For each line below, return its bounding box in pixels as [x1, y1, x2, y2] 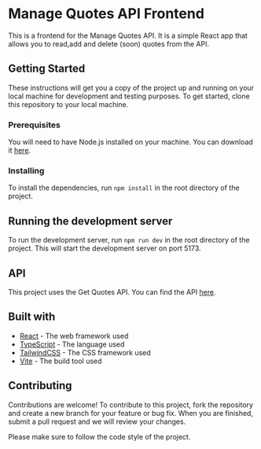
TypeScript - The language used [19, 340, 125, 349]
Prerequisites [8, 119, 61, 130]
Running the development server [8, 214, 173, 228]
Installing [8, 165, 45, 176]
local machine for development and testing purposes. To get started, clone [8, 91, 250, 101]
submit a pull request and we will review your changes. [8, 417, 186, 426]
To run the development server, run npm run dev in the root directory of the [8, 236, 250, 245]
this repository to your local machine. [8, 99, 129, 109]
